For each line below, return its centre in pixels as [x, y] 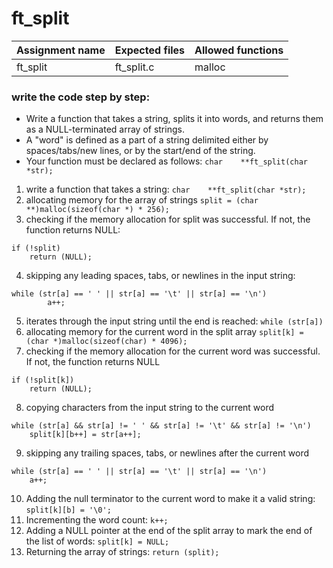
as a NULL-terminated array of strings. [105, 129]
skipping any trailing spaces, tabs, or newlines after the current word [167, 453]
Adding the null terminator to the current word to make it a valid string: [170, 499]
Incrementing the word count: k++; [97, 520]
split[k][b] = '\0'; [68, 510]
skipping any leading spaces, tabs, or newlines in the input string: [160, 276]
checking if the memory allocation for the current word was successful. [173, 351]
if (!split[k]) [43, 380]
